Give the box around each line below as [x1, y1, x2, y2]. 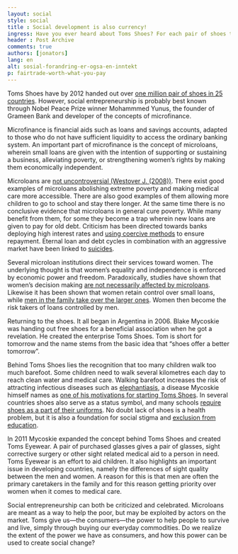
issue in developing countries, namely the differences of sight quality [7, 464, 209, 473]
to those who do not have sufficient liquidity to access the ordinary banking [7, 132, 228, 142]
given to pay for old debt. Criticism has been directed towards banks [7, 221, 208, 230]
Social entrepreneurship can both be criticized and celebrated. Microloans [7, 500, 225, 509]
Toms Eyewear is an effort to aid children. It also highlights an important [7, 457, 217, 466]
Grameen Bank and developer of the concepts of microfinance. [7, 111, 192, 120]
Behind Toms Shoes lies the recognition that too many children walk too [7, 360, 217, 369]
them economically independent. [7, 163, 103, 171]
